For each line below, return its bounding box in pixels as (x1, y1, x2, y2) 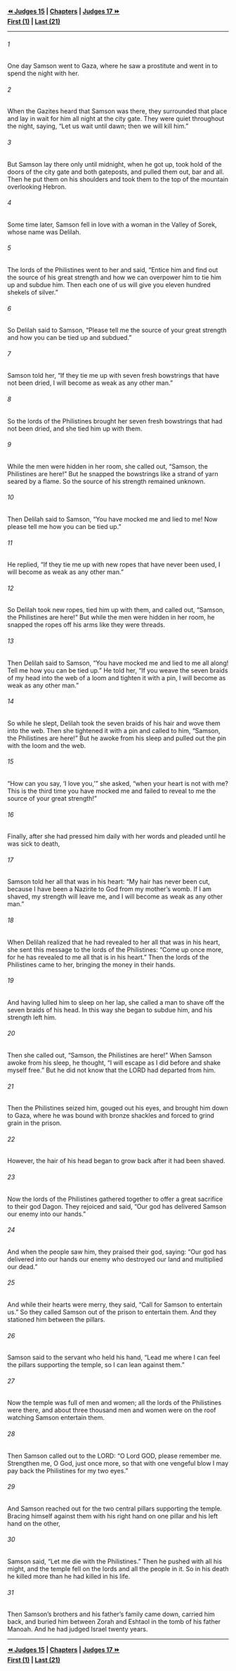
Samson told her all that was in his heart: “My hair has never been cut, (7, 877, 211, 886)
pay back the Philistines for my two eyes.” (7, 1466, 129, 1475)
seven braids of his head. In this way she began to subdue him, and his (7, 1005, 213, 1014)
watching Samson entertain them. (7, 1413, 105, 1422)
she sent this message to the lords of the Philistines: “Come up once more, (7, 945, 223, 953)
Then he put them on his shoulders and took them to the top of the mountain (7, 174, 228, 183)
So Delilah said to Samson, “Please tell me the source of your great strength (7, 326, 227, 334)
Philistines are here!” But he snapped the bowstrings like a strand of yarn (7, 469, 218, 478)
